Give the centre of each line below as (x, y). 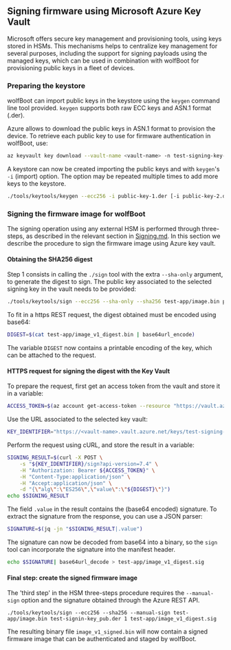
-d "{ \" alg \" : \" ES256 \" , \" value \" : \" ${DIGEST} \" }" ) (95, 490)
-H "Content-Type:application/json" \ (75, 477)
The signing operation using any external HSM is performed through (104, 229)
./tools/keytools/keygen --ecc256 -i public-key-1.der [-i (93, 196)
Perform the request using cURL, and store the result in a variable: (101, 445)
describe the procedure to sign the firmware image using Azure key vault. (111, 243)
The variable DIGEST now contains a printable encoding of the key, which (110, 348)
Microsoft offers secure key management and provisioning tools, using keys (114, 39)
